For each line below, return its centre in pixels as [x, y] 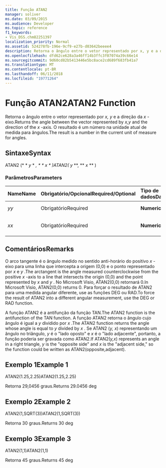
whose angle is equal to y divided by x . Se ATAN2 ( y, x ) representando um [81, 328]
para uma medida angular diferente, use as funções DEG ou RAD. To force [80, 292]
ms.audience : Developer [30, 23]
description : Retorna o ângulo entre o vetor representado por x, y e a [82, 51]
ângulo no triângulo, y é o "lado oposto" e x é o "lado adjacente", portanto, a [83, 333]
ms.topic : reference [26, 28]
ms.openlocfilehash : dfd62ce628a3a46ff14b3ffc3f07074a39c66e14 [72, 56]
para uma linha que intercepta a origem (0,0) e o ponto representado [84, 266]
